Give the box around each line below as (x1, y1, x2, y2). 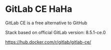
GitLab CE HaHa (5, 3, 72, 15)
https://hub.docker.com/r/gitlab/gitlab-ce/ (5, 39, 91, 45)
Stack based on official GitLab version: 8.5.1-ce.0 (5, 29, 106, 35)
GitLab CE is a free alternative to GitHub (5, 20, 87, 26)
